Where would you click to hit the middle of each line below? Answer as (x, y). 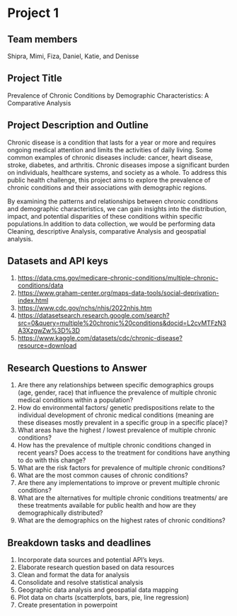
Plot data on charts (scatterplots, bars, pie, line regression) (103, 598)
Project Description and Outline (78, 125)
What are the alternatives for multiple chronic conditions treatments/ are (123, 498)
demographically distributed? (60, 513)
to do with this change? (52, 460)
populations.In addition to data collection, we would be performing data (111, 224)
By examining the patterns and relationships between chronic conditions (113, 201)
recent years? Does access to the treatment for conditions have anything (124, 453)
